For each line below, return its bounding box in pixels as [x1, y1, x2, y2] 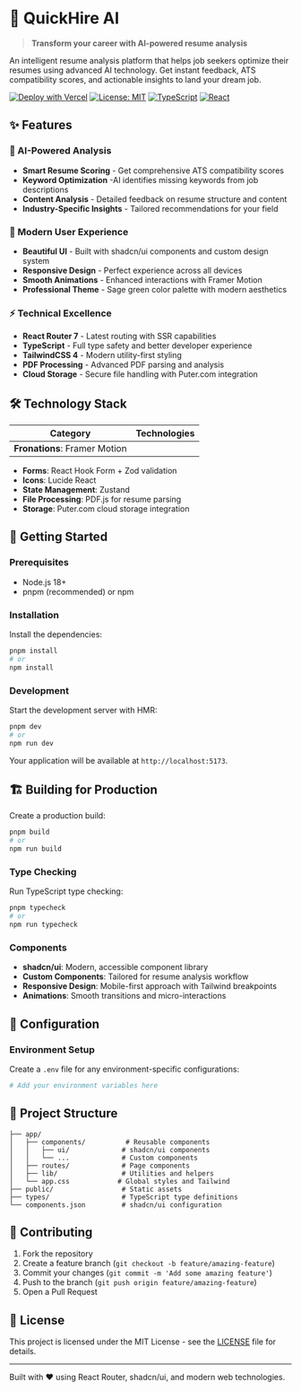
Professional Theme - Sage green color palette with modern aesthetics [21, 284, 288, 294]
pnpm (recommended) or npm [21, 586, 134, 597]
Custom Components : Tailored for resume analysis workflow [21, 971, 249, 982]
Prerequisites [9, 556, 69, 569]
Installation [9, 608, 60, 621]
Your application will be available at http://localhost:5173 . [9, 755, 228, 765]
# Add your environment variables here [9, 1080, 159, 1089]
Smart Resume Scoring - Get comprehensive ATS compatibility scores [21, 165, 285, 176]
